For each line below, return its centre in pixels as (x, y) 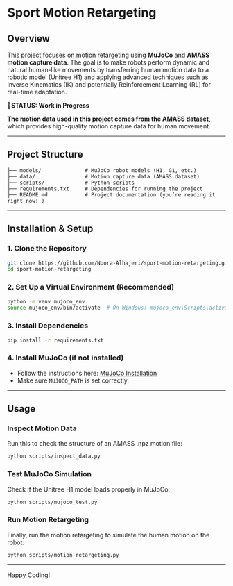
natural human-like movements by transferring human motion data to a (108, 70)
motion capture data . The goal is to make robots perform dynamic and (109, 62)
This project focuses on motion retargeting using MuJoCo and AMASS (109, 55)
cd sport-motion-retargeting (49, 269)
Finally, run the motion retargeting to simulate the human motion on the (109, 535)
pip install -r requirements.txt (55, 340)
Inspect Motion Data (42, 428)
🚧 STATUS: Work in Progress (49, 105)
